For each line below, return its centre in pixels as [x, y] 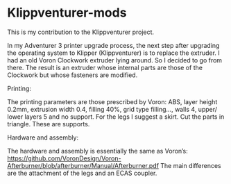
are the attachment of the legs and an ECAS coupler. [82, 173]
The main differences [191, 165]
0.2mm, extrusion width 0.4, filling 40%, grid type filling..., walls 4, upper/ [112, 109]
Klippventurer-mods [67, 13]
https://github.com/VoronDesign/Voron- [64, 158]
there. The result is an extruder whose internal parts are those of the [105, 67]
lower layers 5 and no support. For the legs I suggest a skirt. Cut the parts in [116, 117]
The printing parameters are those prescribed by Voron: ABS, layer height [112, 101]
